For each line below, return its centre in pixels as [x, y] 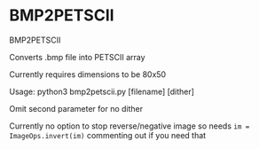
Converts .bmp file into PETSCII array [77, 57]
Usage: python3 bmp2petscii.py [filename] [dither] [102, 91]
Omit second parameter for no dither [76, 108]
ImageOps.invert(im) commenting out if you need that [108, 135]
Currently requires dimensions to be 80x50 [88, 74]
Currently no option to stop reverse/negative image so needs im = [129, 126]
